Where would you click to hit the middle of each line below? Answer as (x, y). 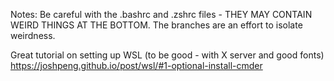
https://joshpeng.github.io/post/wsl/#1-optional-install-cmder (136, 65)
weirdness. (33, 35)
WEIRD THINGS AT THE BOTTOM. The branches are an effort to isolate (156, 25)
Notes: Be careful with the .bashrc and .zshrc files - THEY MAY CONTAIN (161, 14)
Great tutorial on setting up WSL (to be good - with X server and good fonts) (167, 55)
